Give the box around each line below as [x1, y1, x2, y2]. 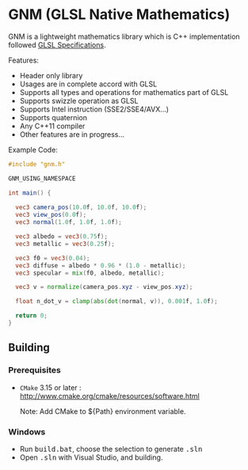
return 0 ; [15, 312, 48, 320]
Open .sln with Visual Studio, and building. [19, 453, 163, 462]
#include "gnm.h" [8, 160, 66, 168]
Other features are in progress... [19, 129, 125, 139]
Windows [8, 426, 46, 437]
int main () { [8, 188, 52, 197]
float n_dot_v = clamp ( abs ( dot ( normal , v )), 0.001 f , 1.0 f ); [15, 298, 218, 305]
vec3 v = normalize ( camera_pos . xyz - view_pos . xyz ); [15, 283, 193, 291]
